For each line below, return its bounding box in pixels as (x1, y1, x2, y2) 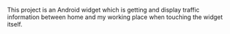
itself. (7, 20, 23, 28)
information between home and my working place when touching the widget (7, 13, 223, 21)
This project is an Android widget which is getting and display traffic (7, 6, 200, 14)
